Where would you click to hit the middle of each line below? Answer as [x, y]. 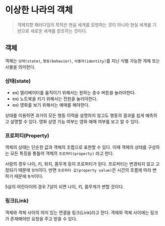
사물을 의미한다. [20, 67]
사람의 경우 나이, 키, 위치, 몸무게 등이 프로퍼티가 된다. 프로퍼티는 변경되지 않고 [80, 164]
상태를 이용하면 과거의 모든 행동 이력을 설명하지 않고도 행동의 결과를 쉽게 [75, 115]
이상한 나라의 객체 [39, 10]
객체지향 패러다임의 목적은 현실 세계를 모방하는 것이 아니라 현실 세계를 [84, 25]
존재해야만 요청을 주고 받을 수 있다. [44, 219]
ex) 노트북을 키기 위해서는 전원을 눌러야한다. [55, 99]
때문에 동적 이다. [29, 176]
